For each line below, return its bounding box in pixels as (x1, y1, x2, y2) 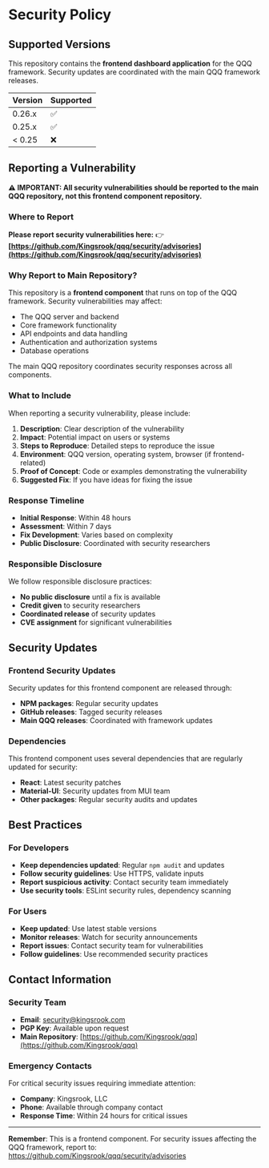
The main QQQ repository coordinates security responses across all (8, 362, 232, 371)
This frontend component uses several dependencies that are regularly (8, 754, 243, 764)
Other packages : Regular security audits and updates (19, 795, 198, 805)
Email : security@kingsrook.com (19, 1014, 126, 1024)
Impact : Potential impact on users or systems (19, 432, 171, 442)
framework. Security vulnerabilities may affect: (8, 296, 163, 306)
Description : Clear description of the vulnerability (19, 423, 184, 433)
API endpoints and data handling (19, 329, 128, 339)
